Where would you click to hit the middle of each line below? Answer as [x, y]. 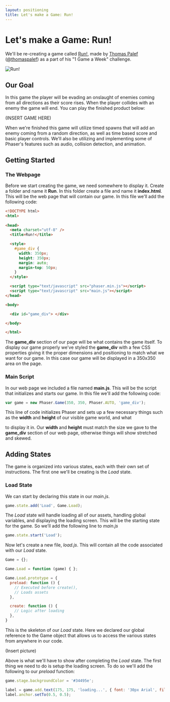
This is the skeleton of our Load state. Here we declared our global [75, 630]
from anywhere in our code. [34, 640]
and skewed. [18, 438]
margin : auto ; [34, 263]
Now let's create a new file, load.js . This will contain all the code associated [84, 545]
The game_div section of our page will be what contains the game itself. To [84, 342]
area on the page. [24, 363]
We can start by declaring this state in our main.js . [57, 496]
